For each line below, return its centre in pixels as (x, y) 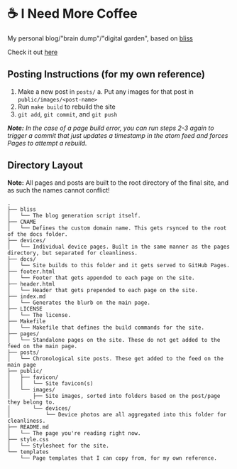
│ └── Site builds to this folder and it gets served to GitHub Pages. (119, 265)
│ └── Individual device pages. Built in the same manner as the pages (119, 247)
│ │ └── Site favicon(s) (50, 383)
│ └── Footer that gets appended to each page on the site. (101, 278)
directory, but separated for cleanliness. (73, 253)
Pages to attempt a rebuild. (47, 143)
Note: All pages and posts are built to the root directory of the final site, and (118, 183)
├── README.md (28, 427)
